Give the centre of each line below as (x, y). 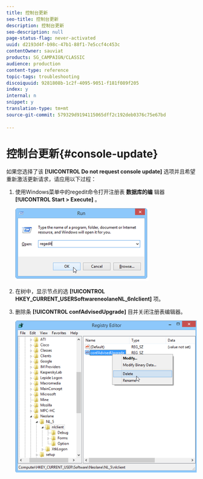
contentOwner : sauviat (35, 51)
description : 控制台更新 (35, 25)
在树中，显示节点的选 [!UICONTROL (60, 292)
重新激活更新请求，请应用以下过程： (51, 179)
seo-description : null (35, 32)
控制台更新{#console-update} (82, 154)
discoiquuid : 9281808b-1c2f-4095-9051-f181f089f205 (72, 83)
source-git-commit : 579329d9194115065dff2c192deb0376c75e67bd (86, 115)
